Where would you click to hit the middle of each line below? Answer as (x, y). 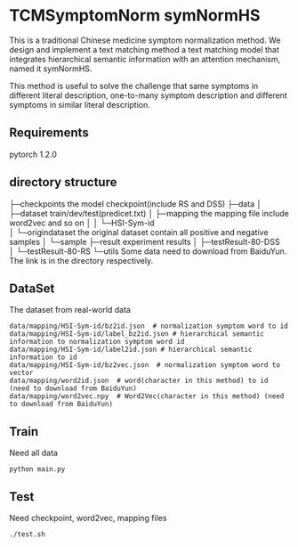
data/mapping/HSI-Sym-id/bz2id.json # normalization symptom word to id (149, 326)
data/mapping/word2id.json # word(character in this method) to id (139, 381)
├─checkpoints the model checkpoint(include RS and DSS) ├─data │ (136, 204)
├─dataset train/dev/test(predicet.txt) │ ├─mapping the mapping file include (149, 213)
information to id (43, 357)
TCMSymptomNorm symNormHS (135, 16)
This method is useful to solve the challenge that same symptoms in (134, 86)
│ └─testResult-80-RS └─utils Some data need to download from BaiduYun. (148, 251)
